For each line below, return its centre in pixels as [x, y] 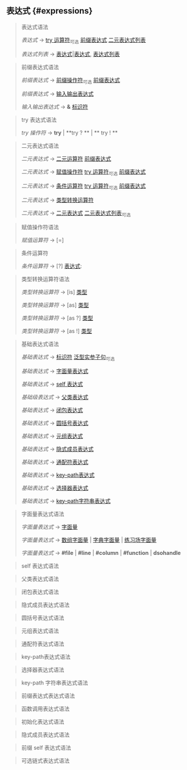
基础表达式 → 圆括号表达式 [55, 423]
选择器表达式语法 [43, 669]
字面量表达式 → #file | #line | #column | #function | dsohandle [101, 552]
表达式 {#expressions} [50, 11]
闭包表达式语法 [40, 592]
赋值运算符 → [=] [42, 240]
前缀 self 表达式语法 [46, 747]
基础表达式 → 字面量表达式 [55, 371]
